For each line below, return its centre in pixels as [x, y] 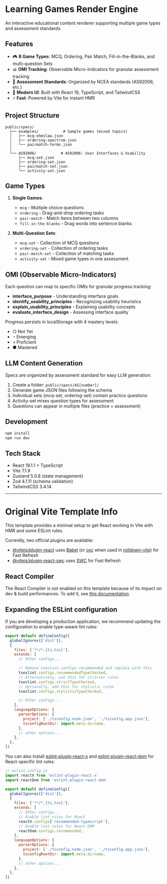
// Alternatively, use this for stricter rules [69, 677]
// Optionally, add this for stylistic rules [66, 687]
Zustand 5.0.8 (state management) [48, 476]
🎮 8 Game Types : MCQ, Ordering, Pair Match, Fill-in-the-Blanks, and [83, 56]
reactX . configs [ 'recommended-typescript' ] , [64, 822]
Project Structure [32, 116]
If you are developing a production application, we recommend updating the [83, 621]
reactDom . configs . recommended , [51, 831]
